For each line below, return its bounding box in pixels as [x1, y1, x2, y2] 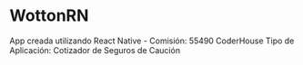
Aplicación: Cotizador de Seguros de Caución [9, 44, 180, 55]
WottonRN [9, 5, 89, 26]
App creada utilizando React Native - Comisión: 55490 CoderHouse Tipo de [9, 35, 295, 46]
